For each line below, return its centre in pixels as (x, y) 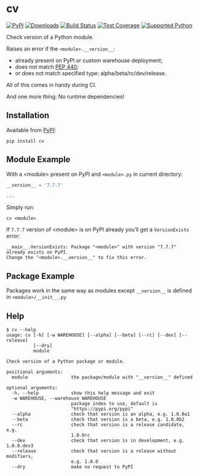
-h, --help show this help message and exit (83, 393)
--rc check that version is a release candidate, (98, 424)
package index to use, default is (114, 403)
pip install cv (25, 141)
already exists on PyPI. (37, 252)
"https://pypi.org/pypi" (102, 409)
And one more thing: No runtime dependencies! (65, 96)
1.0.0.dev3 (20, 446)
